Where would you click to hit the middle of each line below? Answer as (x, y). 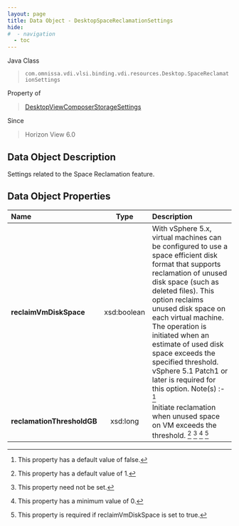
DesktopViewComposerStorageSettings (83, 107)
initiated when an (181, 335)
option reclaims (178, 300)
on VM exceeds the (184, 425)
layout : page (27, 14)
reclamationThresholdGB (54, 421)
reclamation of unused (190, 273)
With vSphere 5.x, (182, 228)
